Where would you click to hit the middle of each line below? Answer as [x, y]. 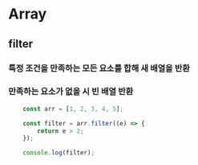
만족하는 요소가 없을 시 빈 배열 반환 [71, 92]
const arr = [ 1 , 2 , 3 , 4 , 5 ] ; [73, 109]
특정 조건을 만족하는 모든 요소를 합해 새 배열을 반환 [99, 68]
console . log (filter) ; [59, 153]
